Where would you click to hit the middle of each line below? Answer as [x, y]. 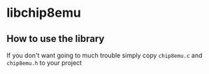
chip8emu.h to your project [44, 63]
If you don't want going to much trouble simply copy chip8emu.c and [104, 55]
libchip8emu [44, 13]
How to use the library [56, 39]
